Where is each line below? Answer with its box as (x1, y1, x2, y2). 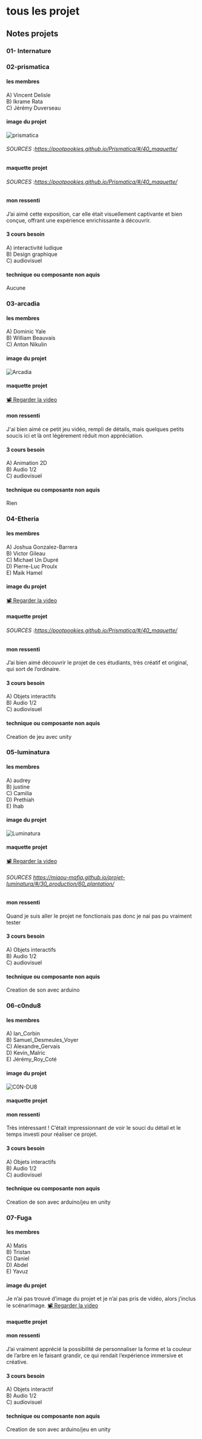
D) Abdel (6, 1261, 28, 1268)
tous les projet (6, 4, 80, 18)
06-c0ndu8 (6, 1001, 41, 1010)
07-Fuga (6, 1214, 32, 1222)
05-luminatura (6, 748, 50, 756)
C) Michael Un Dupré (6, 556, 59, 563)
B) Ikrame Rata (6, 98, 44, 105)
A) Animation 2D (6, 459, 47, 467)
